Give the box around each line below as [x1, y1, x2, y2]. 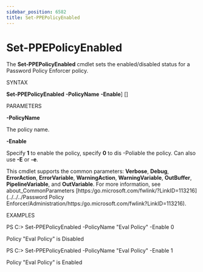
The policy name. [6, 126, 50, 134]
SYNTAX [6, 79, 29, 86]
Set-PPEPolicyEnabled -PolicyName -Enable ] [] [6, 90, 129, 98]
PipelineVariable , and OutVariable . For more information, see [6, 180, 161, 188]
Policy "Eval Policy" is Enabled [6, 259, 83, 266]
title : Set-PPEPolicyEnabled [6, 15, 80, 21]
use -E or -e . [6, 156, 38, 163]
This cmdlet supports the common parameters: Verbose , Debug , [6, 168, 169, 175]
